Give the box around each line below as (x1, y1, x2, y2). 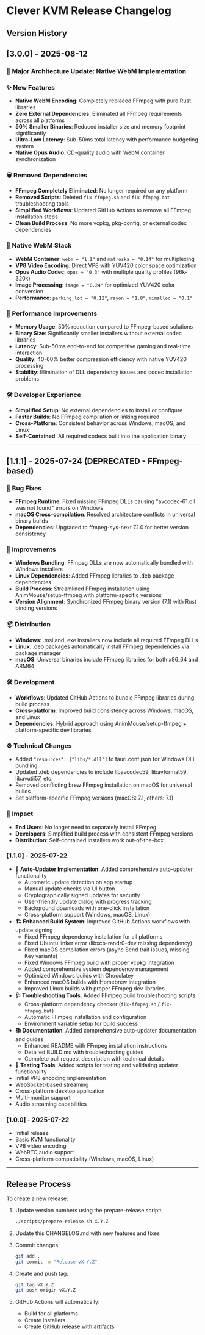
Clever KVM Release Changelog (6, 4, 172, 18)
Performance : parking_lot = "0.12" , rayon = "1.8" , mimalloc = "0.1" (15, 294, 193, 301)
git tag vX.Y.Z (15, 1281, 54, 1287)
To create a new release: (6, 1195, 68, 1202)
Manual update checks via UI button (24, 885, 115, 892)
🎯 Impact (6, 809, 34, 818)
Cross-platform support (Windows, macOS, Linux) (24, 911, 151, 918)
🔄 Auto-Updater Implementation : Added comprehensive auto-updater (15, 865, 193, 873)
